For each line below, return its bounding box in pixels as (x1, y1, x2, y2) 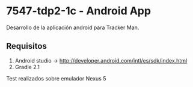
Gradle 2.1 (14, 63, 40, 70)
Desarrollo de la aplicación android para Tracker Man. (6, 24, 139, 31)
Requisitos (6, 41, 47, 51)
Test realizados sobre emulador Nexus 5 (6, 74, 106, 82)
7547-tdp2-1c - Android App (6, 4, 152, 18)
